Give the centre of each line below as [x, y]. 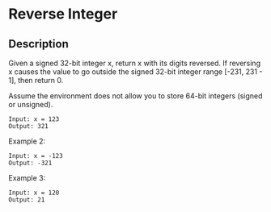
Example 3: [27, 178]
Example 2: [27, 141]
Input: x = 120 [34, 193]
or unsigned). [31, 104]
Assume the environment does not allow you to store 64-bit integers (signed [135, 96]
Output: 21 [27, 200]
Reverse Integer [63, 14]
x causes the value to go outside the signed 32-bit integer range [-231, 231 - [135, 72]
